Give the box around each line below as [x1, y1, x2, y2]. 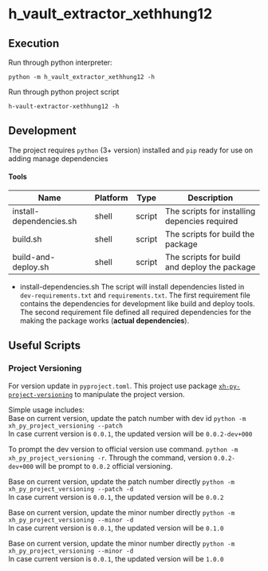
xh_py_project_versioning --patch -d [8, 485, 134, 493]
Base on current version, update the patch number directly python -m [8, 476, 235, 486]
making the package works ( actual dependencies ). [19, 316, 190, 325]
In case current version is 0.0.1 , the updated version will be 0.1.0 [8, 523, 224, 533]
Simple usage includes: [8, 404, 85, 415]
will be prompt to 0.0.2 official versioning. [35, 461, 173, 471]
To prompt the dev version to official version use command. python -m [8, 444, 238, 454]
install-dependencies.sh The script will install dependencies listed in [19, 282, 245, 292]
